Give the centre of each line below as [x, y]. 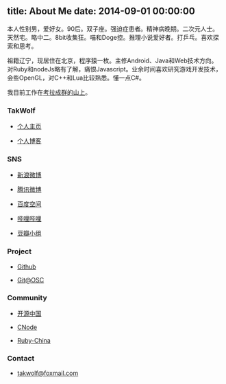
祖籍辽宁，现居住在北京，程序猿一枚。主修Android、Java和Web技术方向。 [112, 60]
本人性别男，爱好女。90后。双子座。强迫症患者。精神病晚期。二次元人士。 [113, 29]
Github [26, 267]
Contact [21, 358]
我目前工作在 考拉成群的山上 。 [49, 92]
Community [27, 297]
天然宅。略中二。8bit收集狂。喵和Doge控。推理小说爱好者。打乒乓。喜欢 [110, 37]
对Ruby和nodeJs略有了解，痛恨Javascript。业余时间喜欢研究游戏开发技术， [114, 69]
